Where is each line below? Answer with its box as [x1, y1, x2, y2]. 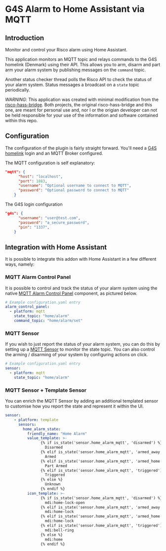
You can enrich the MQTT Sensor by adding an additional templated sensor [5, 398, 159, 404]
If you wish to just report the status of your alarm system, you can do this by [5, 341, 161, 347]
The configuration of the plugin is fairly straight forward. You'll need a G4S [5, 145, 157, 151]
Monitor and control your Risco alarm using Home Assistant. [5, 47, 127, 52]
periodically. [5, 87, 31, 92]
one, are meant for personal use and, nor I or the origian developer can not [5, 107, 157, 113]
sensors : [18, 422, 37, 427]
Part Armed [44, 463, 68, 468]
